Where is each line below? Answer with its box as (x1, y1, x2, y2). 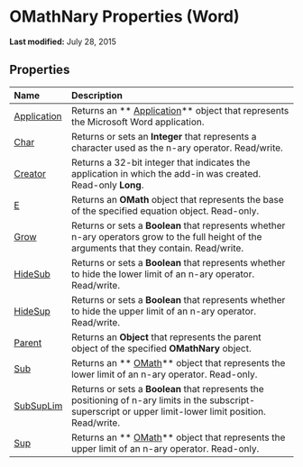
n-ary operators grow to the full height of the (70, 230, 262, 243)
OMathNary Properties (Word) (9, 6, 241, 27)
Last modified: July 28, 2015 (9, 36, 117, 47)
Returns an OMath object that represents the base (70, 193, 284, 206)
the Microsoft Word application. (70, 115, 205, 128)
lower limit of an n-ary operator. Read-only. (70, 368, 258, 380)
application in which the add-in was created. (70, 167, 262, 179)
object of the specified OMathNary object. (70, 342, 252, 354)
